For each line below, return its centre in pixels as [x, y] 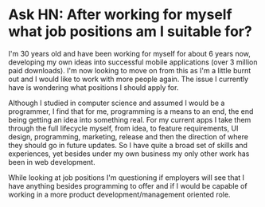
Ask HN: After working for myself [120, 15]
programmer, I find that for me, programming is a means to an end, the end [131, 111]
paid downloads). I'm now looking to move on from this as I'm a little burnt [130, 70]
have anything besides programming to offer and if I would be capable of [128, 186]
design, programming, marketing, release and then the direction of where [129, 136]
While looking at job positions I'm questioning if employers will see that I [127, 178]
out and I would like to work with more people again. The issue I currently [129, 79]
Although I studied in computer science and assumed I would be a [117, 103]
